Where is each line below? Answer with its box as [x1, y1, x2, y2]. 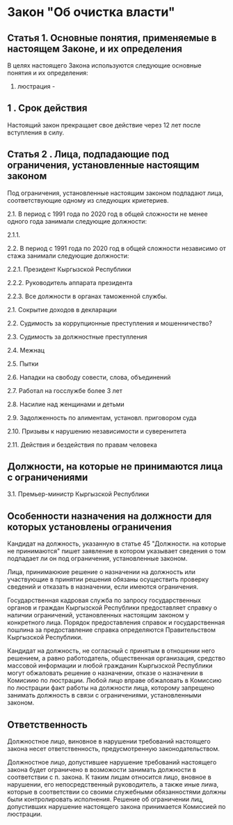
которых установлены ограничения [7, 521, 172, 533]
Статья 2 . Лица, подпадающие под [7, 148, 169, 160]
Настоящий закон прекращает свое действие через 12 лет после [7, 121, 201, 129]
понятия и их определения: [7, 69, 88, 77]
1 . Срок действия [7, 102, 88, 114]
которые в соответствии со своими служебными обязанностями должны [7, 788, 226, 796]
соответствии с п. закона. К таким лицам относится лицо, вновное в [7, 773, 212, 781]
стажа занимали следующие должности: [7, 252, 129, 260]
